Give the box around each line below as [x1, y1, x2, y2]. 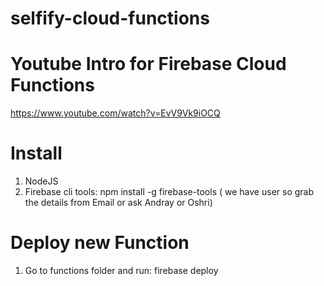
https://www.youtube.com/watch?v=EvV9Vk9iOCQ [10, 107, 221, 119]
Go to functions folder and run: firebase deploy [24, 265, 219, 276]
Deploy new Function [10, 232, 190, 254]
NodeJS [24, 175, 59, 187]
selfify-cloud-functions [10, 7, 210, 30]
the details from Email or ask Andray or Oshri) [24, 197, 213, 209]
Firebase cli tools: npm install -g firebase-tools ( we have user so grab [24, 186, 315, 198]
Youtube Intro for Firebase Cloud [10, 53, 287, 76]
